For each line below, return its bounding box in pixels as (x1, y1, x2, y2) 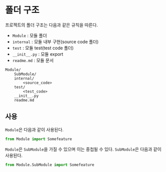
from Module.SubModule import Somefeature (5, 162, 94, 167)
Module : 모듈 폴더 (12, 32, 47, 38)
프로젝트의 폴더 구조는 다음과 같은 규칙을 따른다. (5, 22, 98, 28)
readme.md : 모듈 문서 (12, 57, 54, 63)
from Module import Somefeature (5, 136, 72, 142)
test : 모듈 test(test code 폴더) (12, 45, 74, 51)
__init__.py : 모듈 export (12, 51, 64, 57)
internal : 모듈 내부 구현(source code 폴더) (12, 38, 99, 45)
